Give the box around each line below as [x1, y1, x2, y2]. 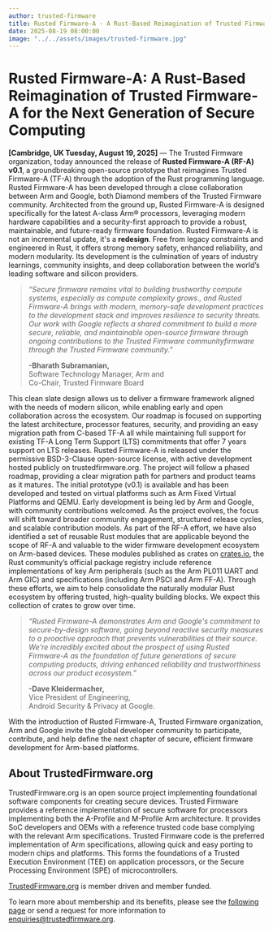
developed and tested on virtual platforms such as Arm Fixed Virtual [8, 489, 236, 498]
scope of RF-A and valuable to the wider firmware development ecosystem [8, 541, 260, 550]
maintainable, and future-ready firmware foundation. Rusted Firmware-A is [8, 226, 258, 235]
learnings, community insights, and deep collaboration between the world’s [8, 261, 260, 270]
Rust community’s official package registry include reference [8, 558, 212, 567]
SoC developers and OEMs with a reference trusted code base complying [8, 822, 255, 832]
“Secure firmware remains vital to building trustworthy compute [28, 285, 242, 295]
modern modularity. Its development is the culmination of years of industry [8, 252, 258, 261]
